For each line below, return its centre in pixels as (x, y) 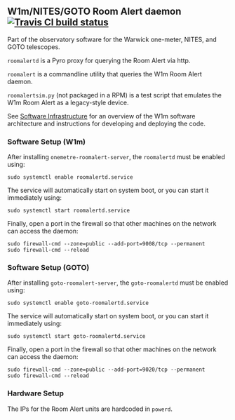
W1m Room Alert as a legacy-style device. (68, 102)
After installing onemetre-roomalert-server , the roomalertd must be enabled (116, 157)
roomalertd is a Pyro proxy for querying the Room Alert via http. (99, 60)
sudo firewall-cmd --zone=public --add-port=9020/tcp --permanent (106, 370)
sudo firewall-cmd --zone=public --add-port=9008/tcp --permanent (106, 244)
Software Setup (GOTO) (48, 268)
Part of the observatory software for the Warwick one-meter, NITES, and (112, 39)
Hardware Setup (36, 393)
